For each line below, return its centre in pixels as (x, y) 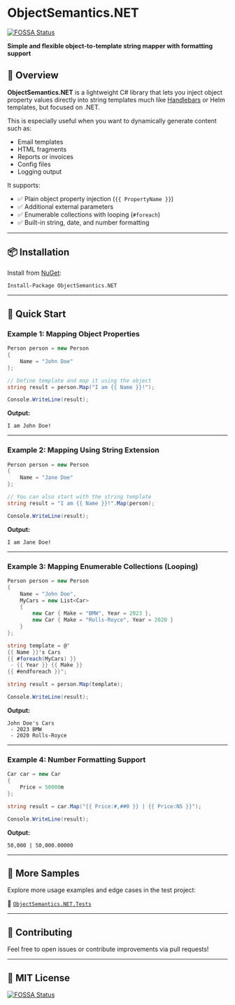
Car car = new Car (34, 774)
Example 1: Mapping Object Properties (73, 334)
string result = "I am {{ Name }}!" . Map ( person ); (81, 503)
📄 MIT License (38, 978)
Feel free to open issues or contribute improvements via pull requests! (108, 949)
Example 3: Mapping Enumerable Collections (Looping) (103, 566)
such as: (20, 128)
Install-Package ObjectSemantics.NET (62, 285)
